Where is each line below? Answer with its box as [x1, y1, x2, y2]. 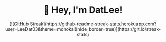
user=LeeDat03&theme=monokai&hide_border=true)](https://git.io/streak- [5, 26, 161, 32]
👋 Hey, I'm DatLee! [43, 4, 123, 16]
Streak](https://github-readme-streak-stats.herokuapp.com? [30, 21, 157, 27]
